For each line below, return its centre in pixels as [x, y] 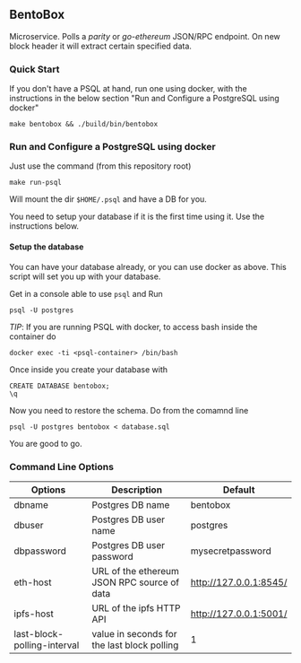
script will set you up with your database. [85, 276]
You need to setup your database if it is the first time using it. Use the [137, 217]
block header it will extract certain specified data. [101, 46]
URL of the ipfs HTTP [136, 607]
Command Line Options [62, 467]
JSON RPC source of [136, 582]
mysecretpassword [231, 551]
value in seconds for [134, 633]
